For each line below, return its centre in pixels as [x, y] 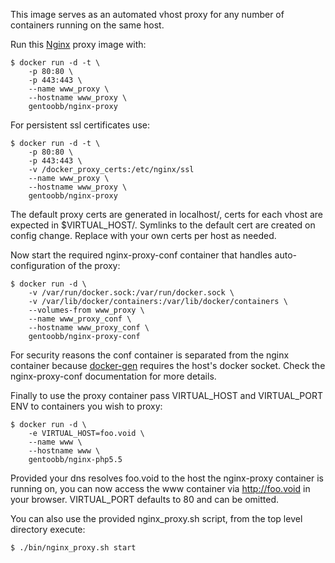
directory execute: [48, 529]
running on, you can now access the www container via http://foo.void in [160, 488]
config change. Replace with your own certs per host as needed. [143, 235]
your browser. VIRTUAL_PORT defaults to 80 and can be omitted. [145, 499]
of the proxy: [94, 265]
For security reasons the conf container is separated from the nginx [150, 355]
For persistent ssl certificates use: [80, 125]
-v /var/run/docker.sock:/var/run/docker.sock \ [131, 293]
